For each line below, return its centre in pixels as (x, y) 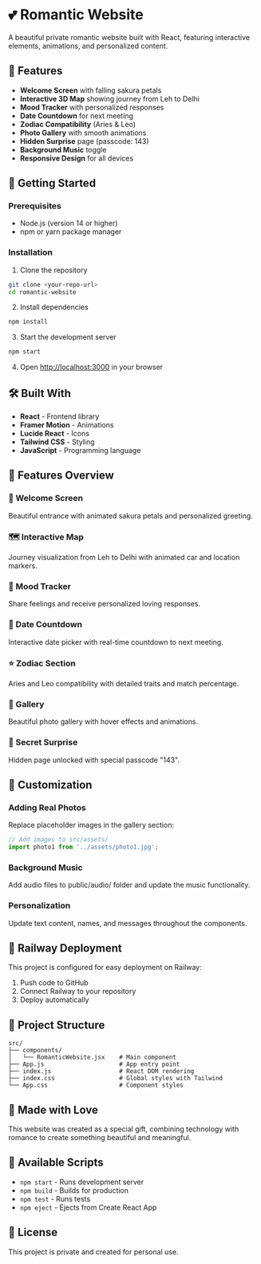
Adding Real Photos (47, 807)
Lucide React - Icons (55, 434)
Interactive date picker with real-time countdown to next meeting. (116, 642)
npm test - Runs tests (55, 1198)
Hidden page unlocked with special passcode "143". (94, 760)
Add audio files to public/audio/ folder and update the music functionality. (129, 885)
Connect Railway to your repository (78, 992)
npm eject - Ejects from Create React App (88, 1207)
